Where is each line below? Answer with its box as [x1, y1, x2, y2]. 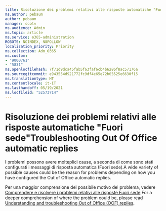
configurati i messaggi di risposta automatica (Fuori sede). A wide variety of [5, 164, 159, 170]
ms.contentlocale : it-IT [5, 81, 56, 85]
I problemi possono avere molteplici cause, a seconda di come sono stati [5, 159, 154, 165]
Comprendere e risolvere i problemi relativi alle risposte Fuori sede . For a [5, 190, 152, 196]
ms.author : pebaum [5, 12, 43, 17]
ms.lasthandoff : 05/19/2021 [5, 85, 63, 90]
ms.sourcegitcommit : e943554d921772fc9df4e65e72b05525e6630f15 [5, 72, 138, 77]
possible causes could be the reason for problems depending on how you [5, 169, 156, 175]
